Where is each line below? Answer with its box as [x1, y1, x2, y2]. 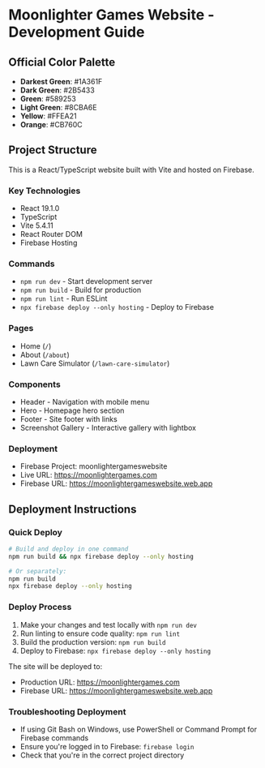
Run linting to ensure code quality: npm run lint [19, 629, 181, 638]
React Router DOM [19, 230, 83, 239]
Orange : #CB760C [19, 120, 83, 129]
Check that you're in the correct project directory [19, 750, 185, 760]
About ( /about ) [19, 350, 71, 359]
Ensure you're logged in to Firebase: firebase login [19, 741, 194, 751]
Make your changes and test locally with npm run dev [19, 620, 197, 629]
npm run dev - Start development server [19, 277, 153, 286]
